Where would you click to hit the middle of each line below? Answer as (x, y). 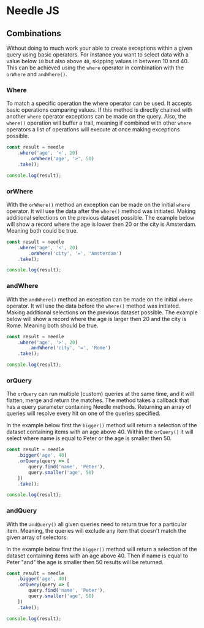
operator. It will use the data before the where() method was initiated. (93, 306)
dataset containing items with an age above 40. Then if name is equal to (97, 556)
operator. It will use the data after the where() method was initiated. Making (101, 211)
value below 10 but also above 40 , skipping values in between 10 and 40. (98, 61)
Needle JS (33, 11)
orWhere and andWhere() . (37, 74)
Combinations (34, 33)
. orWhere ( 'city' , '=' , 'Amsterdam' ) (75, 253)
